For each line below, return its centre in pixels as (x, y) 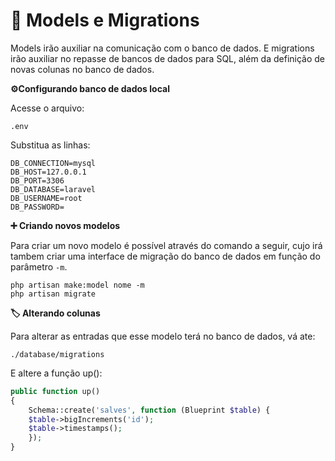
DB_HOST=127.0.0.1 (48, 172)
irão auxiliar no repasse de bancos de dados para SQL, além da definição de (167, 58)
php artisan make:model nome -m (77, 285)
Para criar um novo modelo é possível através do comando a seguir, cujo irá (166, 245)
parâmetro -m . (39, 266)
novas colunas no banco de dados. (82, 69)
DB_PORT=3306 (37, 180)
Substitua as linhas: (50, 145)
